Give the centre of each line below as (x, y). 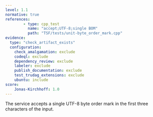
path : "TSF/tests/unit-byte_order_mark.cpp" (75, 33)
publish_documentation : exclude (48, 71)
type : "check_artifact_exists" (43, 43)
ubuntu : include (31, 80)
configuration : (26, 47)
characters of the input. (30, 109)
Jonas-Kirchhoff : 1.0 (37, 89)
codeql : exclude (31, 56)
